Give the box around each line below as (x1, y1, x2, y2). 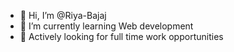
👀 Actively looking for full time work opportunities (19, 31, 224, 42)
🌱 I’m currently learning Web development (19, 20, 194, 32)
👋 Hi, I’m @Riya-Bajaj (19, 10, 107, 21)
